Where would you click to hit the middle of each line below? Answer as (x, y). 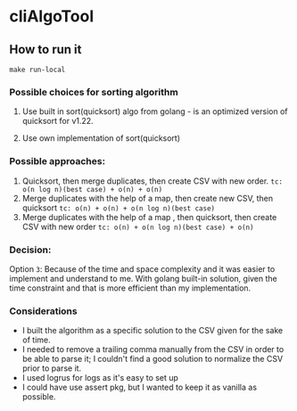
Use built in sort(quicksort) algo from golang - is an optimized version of (155, 111)
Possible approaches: (57, 161)
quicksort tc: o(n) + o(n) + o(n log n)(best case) (119, 208)
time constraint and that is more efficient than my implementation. (130, 288)
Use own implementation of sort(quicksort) (101, 138)
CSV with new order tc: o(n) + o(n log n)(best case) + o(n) (138, 226)
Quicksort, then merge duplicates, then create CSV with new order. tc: (153, 181)
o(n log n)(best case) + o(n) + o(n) (92, 189)
